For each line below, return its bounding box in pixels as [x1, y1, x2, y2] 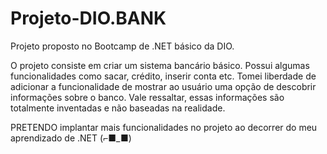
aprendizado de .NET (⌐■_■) [10, 132, 132, 144]
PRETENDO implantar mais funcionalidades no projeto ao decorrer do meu [10, 121, 318, 133]
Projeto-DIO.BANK [10, 7, 167, 30]
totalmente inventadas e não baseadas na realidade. [10, 102, 226, 114]
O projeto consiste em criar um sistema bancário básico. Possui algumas [10, 59, 310, 71]
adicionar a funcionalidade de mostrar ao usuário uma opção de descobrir [10, 80, 317, 92]
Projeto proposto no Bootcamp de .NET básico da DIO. [10, 40, 235, 52]
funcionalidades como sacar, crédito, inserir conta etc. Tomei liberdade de [10, 70, 317, 82]
